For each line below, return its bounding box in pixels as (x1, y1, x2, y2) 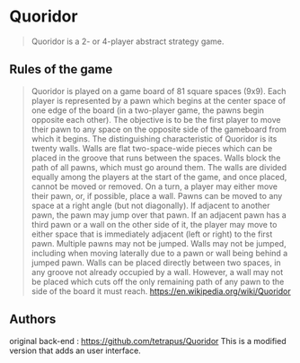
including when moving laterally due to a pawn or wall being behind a (31, 247, 288, 258)
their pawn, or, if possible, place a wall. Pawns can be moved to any (31, 190, 283, 201)
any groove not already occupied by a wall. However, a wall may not (31, 266, 284, 277)
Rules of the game (9, 62, 113, 77)
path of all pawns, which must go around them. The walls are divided (31, 161, 287, 172)
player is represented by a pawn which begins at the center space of (31, 95, 287, 106)
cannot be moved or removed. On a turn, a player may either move (31, 181, 278, 192)
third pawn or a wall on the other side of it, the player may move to (31, 219, 278, 229)
